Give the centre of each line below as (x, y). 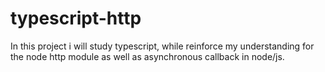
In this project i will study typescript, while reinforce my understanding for (162, 46)
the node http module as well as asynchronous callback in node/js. (147, 56)
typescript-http (76, 18)
